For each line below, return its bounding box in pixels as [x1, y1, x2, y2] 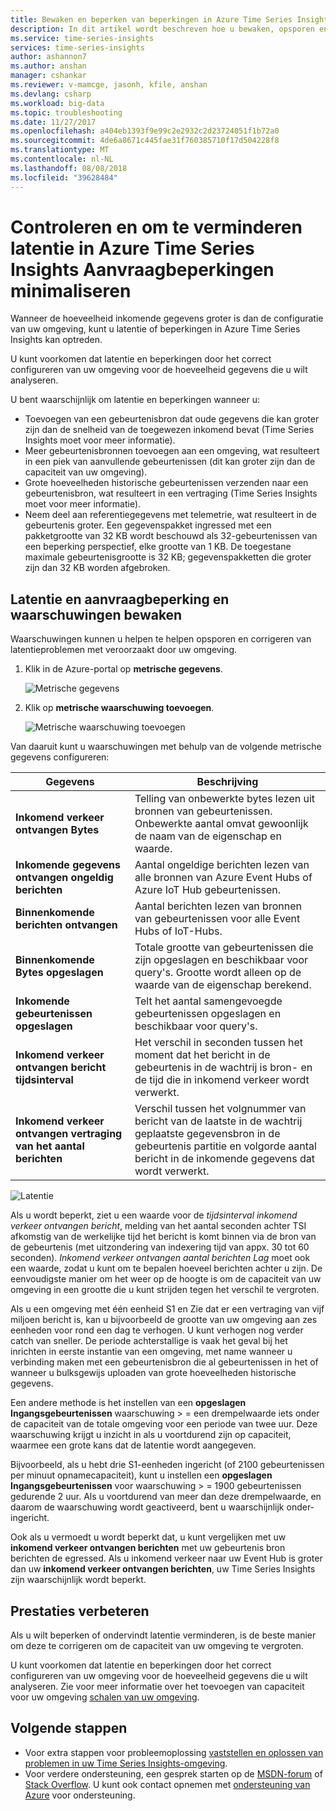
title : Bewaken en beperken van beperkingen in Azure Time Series [10, 14, 293, 25]
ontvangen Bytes [15, 823, 100, 837]
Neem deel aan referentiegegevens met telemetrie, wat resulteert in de [24, 509, 317, 521]
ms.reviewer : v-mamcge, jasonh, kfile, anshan [10, 80, 208, 90]
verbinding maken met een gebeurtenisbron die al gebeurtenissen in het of [10, 1356, 319, 1368]
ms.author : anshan [10, 61, 87, 71]
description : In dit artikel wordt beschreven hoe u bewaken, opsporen [10, 24, 315, 34]
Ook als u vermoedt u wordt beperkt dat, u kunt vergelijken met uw [10, 1531, 287, 1543]
